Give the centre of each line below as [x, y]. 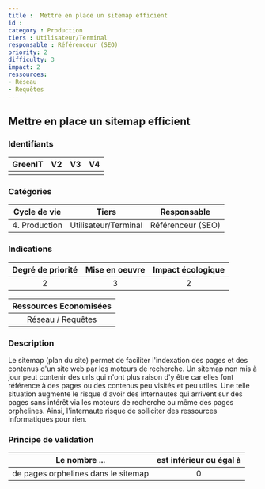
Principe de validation [51, 439]
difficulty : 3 [32, 60]
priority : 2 [28, 52]
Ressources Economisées [62, 306]
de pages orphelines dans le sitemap [80, 474]
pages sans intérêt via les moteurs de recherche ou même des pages [121, 402]
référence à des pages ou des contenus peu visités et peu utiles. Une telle [129, 385]
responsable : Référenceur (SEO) [63, 45]
